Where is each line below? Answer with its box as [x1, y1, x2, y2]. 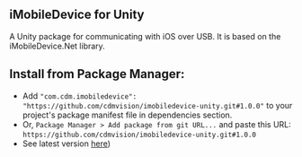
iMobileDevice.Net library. [9, 40, 105, 51]
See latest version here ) [22, 138, 111, 149]
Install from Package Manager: [9, 66, 185, 82]
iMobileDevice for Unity [9, 7, 145, 22]
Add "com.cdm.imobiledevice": [22, 90, 138, 101]
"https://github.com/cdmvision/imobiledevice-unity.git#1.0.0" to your [22, 100, 293, 110]
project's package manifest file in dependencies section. [22, 109, 233, 120]
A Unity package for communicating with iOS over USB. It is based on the [9, 31, 281, 41]
